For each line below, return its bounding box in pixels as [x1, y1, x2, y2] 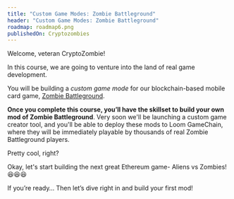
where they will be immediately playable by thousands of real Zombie [7, 128, 209, 136]
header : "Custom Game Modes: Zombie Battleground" [7, 17, 159, 24]
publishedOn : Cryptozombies [7, 30, 90, 37]
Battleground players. [7, 135, 70, 144]
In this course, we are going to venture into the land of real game [7, 63, 195, 71]
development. [7, 71, 47, 79]
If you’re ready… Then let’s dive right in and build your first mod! [7, 184, 193, 193]
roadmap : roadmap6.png [7, 23, 74, 30]
